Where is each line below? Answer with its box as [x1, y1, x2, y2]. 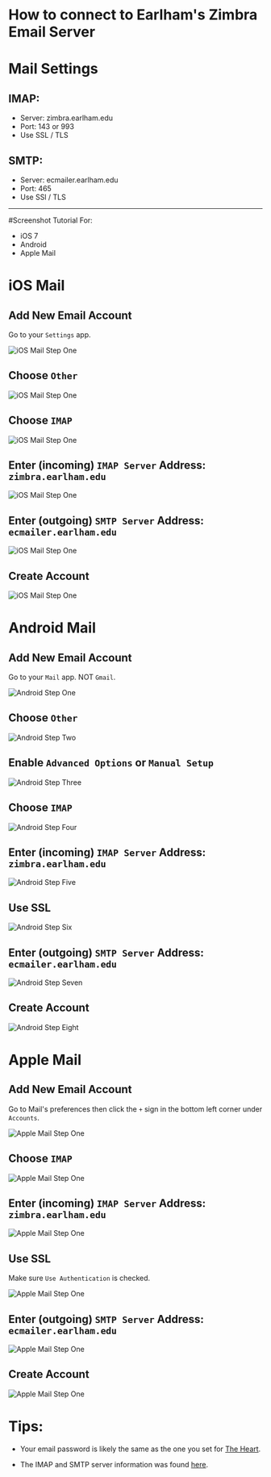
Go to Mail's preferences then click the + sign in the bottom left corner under [8, 1104, 263, 1114]
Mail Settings [8, 60, 98, 78]
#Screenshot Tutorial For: [8, 215, 93, 225]
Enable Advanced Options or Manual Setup [8, 756, 214, 770]
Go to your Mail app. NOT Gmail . [8, 672, 116, 682]
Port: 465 [19, 184, 52, 193]
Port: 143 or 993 [19, 122, 75, 131]
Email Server [8, 23, 95, 41]
